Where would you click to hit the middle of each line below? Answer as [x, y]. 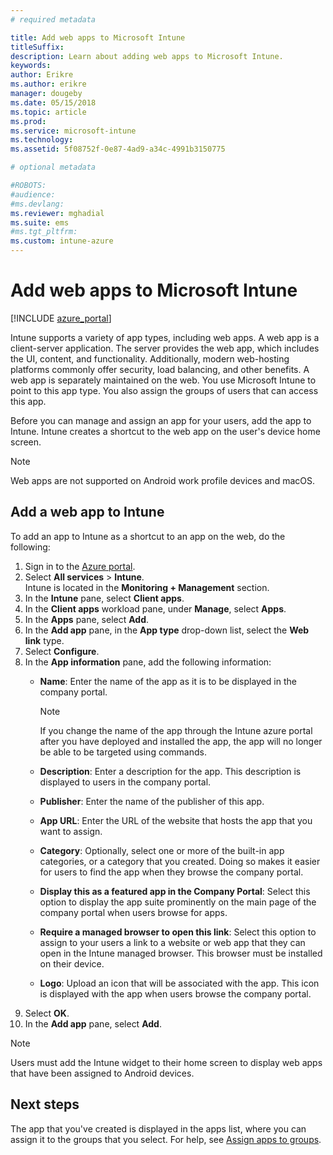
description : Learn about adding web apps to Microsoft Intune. [147, 56]
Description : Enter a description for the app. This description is [170, 771]
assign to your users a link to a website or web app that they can [172, 942]
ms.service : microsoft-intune [73, 131]
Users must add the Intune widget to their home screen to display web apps [166, 1062]
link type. [44, 640]
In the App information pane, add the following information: [148, 662]
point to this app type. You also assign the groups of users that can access [164, 390]
